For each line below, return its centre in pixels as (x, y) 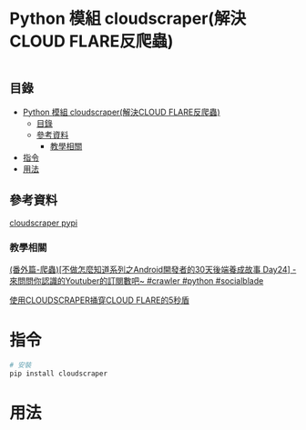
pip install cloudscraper (58, 374)
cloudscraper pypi (44, 223)
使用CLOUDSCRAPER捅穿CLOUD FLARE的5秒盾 (99, 300)
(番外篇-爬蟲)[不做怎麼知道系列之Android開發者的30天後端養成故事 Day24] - (153, 269)
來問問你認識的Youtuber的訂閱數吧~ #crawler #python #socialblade (137, 280)
